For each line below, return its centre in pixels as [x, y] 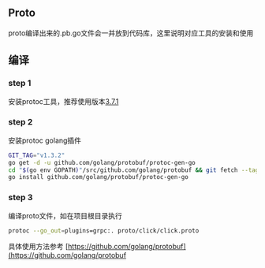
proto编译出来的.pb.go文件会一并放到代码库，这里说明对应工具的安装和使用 [131, 33]
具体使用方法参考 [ [38, 247]
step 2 [21, 122]
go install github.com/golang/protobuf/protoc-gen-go [99, 177]
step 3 [21, 198]
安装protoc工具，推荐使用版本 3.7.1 [63, 101]
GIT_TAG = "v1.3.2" [37, 155]
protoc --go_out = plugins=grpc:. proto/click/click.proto [104, 231]
